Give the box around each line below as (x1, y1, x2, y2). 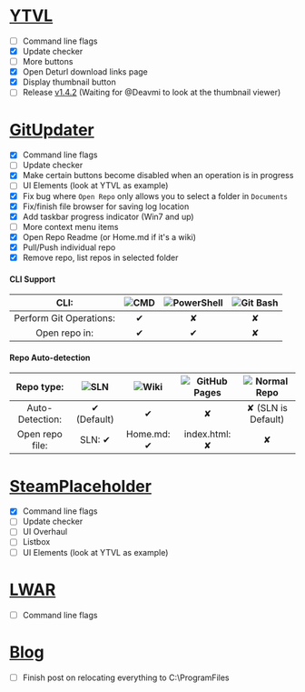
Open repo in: (35, 326, 93, 339)
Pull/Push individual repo (22, 242, 116, 253)
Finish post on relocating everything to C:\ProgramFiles (22, 672, 230, 683)
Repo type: (15, 381, 64, 394)
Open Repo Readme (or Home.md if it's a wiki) (22, 231, 197, 242)
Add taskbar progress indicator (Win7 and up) (22, 211, 194, 222)
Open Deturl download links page (22, 66, 148, 77)
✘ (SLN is (246, 402, 288, 415)
